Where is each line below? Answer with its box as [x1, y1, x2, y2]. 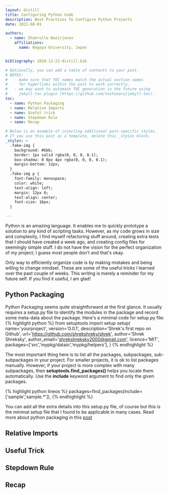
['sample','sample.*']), [5, 393, 51, 400]
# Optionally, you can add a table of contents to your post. [5, 68, 139, 73]
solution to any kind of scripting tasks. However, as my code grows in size [5, 228, 159, 234]
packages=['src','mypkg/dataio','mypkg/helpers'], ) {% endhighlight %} [5, 341, 153, 348]
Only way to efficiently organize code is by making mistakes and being [5, 259, 153, 266]
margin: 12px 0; [14, 190, 49, 195]
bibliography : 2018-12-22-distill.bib [5, 58, 87, 63]
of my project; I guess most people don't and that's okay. [5, 250, 124, 255]
